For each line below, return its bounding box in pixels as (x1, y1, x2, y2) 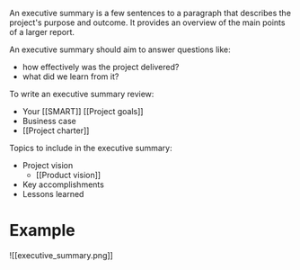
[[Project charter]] (22, 125, 90, 136)
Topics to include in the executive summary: (9, 143, 172, 153)
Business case (22, 116, 76, 126)
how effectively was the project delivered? (22, 62, 180, 72)
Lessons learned (22, 189, 84, 199)
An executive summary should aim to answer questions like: (9, 44, 231, 55)
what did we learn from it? (22, 71, 119, 82)
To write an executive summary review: (9, 89, 154, 99)
